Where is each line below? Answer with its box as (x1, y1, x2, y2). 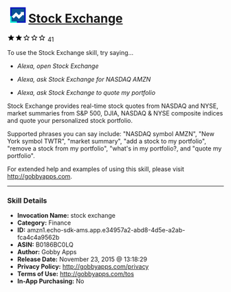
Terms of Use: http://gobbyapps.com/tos (16, 270, 134, 278)
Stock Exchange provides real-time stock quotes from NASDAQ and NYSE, (7, 102, 219, 110)
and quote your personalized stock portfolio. (7, 116, 133, 124)
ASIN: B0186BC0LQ (16, 240, 74, 249)
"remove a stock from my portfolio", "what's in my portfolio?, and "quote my (7, 144, 222, 153)
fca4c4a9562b (16, 234, 60, 242)
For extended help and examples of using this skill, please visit (7, 165, 184, 173)
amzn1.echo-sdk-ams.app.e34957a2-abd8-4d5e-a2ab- (27, 226, 186, 234)
